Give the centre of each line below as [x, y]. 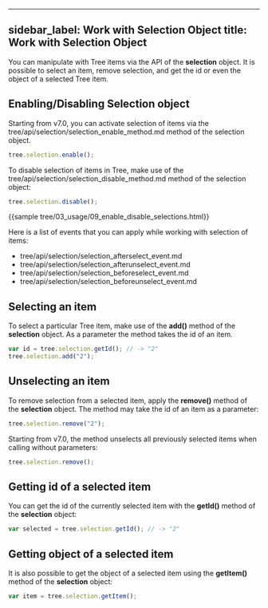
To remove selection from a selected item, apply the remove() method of [128, 401]
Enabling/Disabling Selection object [99, 104]
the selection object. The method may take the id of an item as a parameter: [134, 409]
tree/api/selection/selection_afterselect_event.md [101, 256]
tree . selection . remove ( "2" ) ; [57, 424]
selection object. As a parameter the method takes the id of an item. [120, 334]
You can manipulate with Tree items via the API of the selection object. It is [132, 61]
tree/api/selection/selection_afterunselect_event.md [105, 265]
